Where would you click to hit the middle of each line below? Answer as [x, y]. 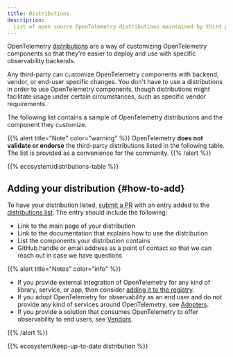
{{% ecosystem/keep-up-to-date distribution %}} [78, 346]
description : [26, 20]
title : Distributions [38, 14]
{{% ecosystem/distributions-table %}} [63, 167]
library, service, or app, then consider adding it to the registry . [106, 290]
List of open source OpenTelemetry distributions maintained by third [118, 26]
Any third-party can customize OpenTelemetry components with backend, [113, 74]
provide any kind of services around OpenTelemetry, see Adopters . [113, 305]
